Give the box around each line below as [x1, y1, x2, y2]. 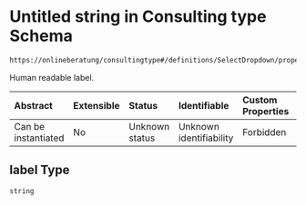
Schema [9, 25, 73, 46]
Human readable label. [9, 72, 95, 83]
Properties [242, 104, 290, 117]
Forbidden [242, 125, 287, 138]
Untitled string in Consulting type [9, 6, 267, 27]
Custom [242, 93, 278, 106]
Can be [14, 120, 46, 132]
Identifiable [178, 99, 229, 112]
